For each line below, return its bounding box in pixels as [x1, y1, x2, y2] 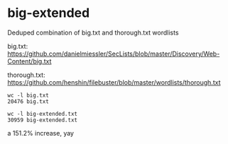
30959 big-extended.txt [7, 116, 78, 124]
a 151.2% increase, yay [7, 128, 75, 137]
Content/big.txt [7, 56, 52, 65]
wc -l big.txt [7, 92, 50, 99]
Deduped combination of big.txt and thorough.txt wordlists [7, 28, 179, 37]
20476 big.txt [7, 97, 50, 105]
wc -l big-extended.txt [7, 110, 78, 117]
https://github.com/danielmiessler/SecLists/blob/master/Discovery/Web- [7, 49, 220, 58]
